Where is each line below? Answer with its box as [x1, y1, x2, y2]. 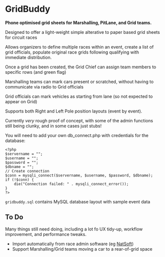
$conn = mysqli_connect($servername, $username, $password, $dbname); [5, 173, 153, 178]
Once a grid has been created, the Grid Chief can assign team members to [5, 64, 157, 70]
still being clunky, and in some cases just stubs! [5, 123, 102, 129]
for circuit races [5, 34, 37, 40]
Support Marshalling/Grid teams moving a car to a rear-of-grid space [12, 246, 153, 252]
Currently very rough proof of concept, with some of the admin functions [5, 117, 154, 123]
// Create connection [5, 169, 50, 173]
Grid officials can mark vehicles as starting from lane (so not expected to [5, 93, 153, 99]
